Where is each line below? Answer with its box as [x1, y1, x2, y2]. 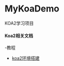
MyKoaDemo [4, 3, 60, 14]
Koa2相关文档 [4, 32, 33, 38]
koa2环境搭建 [11, 55, 40, 61]
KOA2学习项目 [4, 20, 34, 26]
